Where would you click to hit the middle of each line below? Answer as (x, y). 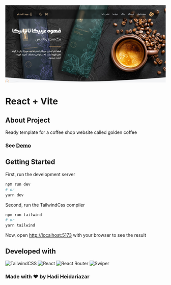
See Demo (18, 146)
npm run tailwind (24, 215)
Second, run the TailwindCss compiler (45, 205)
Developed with (31, 251)
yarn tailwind (20, 225)
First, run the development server (40, 174)
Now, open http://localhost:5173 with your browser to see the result (76, 235)
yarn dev (15, 195)
